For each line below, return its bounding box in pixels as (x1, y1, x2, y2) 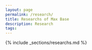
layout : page (5, 7, 33, 12)
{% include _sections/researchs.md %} (5, 39, 87, 45)
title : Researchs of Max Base (5, 16, 70, 21)
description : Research (5, 21, 53, 26)
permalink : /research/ (5, 12, 53, 17)
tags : (5, 26, 17, 31)
